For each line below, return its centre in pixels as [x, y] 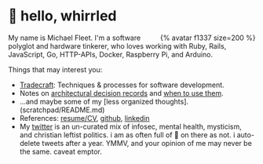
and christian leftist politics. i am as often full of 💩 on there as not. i [127, 135]
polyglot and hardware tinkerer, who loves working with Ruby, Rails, [117, 46]
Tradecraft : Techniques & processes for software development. [122, 85]
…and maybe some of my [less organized [86, 101]
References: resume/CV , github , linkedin [85, 118]
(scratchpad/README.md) [62, 110]
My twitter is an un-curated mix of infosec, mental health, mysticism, [130, 126]
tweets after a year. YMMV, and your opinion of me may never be [147, 143]
